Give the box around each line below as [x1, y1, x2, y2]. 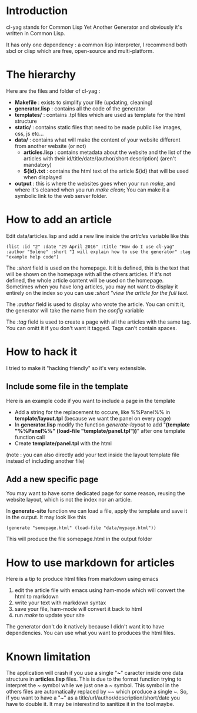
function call [14, 433, 45, 440]
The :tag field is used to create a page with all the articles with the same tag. [6, 318, 192, 325]
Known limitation [6, 650, 91, 663]
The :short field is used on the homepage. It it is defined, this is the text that [6, 264, 189, 271]
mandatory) [23, 161, 52, 168]
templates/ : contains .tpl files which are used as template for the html [14, 111, 185, 118]
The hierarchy [6, 68, 76, 82]
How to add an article [6, 213, 112, 227]
